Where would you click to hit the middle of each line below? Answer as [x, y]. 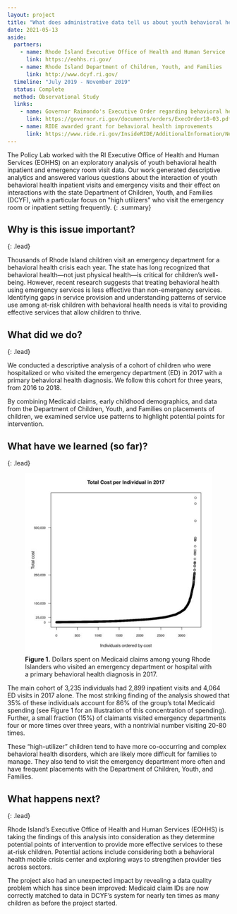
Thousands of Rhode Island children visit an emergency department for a [114, 260]
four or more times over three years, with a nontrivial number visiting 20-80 [117, 726]
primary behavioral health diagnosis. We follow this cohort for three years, [115, 380]
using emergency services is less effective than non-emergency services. [115, 290]
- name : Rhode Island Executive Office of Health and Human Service [123, 52]
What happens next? [54, 799]
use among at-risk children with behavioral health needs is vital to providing [117, 305]
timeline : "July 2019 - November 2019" [72, 82]
